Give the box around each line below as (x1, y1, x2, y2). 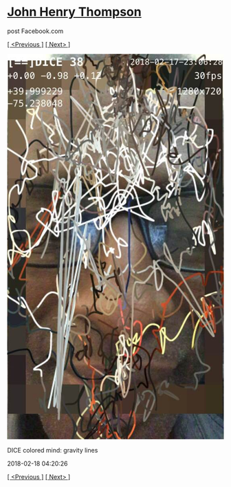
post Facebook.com (7, 27, 64, 35)
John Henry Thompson (7, 4, 142, 20)
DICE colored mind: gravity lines (7, 446, 98, 454)
